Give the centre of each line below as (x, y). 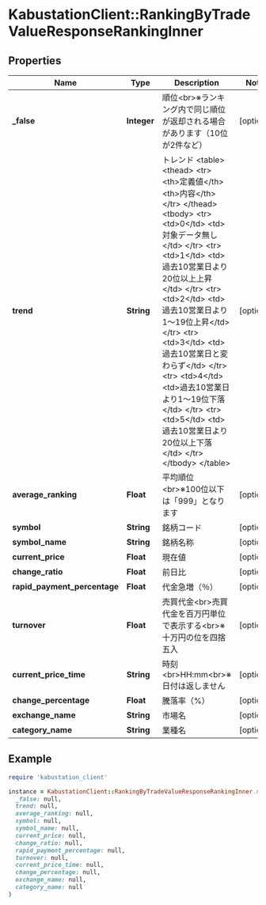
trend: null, (37, 806)
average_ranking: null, (54, 814)
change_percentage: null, (58, 873)
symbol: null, (38, 821)
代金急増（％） (190, 587)
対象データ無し (190, 235)
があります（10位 (195, 133)
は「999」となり (194, 501)
